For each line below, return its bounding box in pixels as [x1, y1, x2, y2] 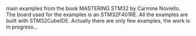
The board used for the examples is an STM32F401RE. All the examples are [6, 11, 188, 18]
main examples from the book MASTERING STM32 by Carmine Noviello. [6, 5, 181, 12]
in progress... [6, 23, 38, 30]
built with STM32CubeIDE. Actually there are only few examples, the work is [6, 17, 191, 24]
